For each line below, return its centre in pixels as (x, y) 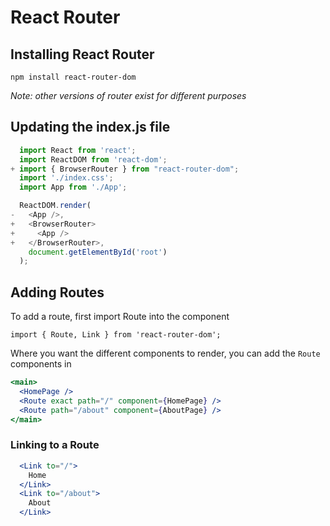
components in (41, 364)
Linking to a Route (55, 445)
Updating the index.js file (90, 127)
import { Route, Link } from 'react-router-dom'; (116, 335)
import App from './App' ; (73, 187)
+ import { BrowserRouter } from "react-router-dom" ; (125, 169)
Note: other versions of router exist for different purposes (128, 95)
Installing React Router (82, 54)
